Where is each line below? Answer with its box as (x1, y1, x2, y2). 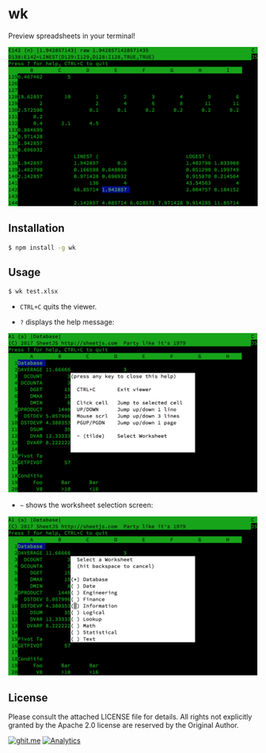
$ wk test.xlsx (8, 287, 59, 296)
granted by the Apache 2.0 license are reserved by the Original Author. (8, 720, 239, 730)
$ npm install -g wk (8, 244, 77, 252)
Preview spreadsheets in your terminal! (8, 31, 136, 40)
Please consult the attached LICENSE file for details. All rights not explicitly (8, 712, 253, 722)
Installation (8, 221, 65, 235)
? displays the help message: (19, 317, 115, 327)
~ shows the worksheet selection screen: (19, 500, 154, 509)
